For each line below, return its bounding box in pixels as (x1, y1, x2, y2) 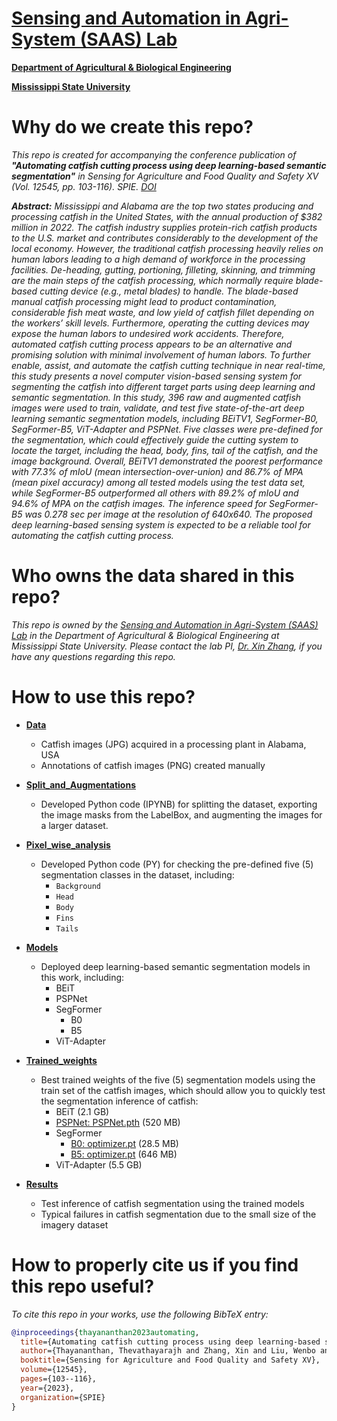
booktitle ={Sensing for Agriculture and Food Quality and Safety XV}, (20, 1355, 321, 1366)
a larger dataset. (40, 819, 109, 831)
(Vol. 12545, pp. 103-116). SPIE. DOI (11, 180, 157, 192)
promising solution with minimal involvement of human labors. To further (11, 348, 311, 361)
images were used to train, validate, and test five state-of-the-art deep (11, 402, 305, 414)
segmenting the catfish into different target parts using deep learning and (11, 380, 316, 392)
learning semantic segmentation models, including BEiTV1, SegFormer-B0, (11, 412, 319, 424)
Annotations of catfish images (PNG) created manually (40, 759, 266, 771)
